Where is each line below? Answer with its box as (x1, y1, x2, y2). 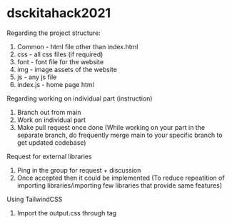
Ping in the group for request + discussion (16, 166, 141, 174)
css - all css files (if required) (16, 50, 104, 58)
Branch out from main (16, 108, 81, 116)
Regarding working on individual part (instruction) (6, 94, 153, 103)
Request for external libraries (6, 152, 92, 161)
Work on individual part (16, 116, 86, 124)
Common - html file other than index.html (16, 42, 138, 51)
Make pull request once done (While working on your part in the (16, 123, 205, 131)
